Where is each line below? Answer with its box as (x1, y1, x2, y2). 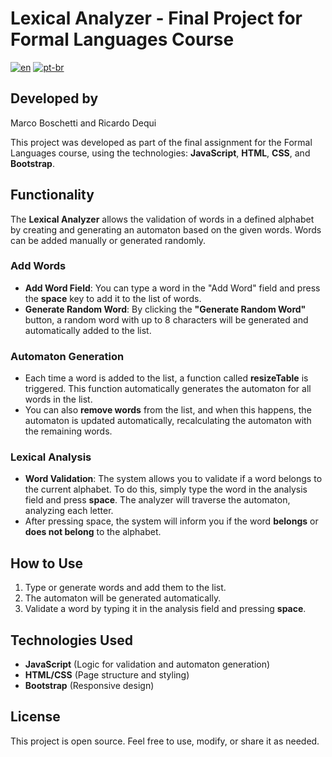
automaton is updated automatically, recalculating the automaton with (24, 415, 312, 427)
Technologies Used (10, 632, 133, 649)
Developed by (10, 90, 99, 107)
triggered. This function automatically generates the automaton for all (24, 383, 312, 395)
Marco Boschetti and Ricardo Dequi (10, 117, 157, 129)
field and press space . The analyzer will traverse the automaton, (24, 494, 291, 506)
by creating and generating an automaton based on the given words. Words (10, 223, 322, 236)
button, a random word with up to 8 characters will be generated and (24, 313, 309, 326)
